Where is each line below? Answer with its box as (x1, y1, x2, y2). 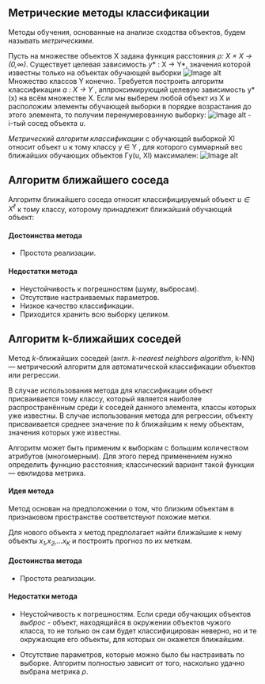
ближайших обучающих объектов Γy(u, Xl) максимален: (8, 150, 199, 160)
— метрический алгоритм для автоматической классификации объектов (8, 362, 256, 371)
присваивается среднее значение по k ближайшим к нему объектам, (8, 419, 244, 428)
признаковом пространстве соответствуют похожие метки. (8, 512, 211, 522)
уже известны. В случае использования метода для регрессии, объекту (8, 411, 254, 420)
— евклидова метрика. (8, 468, 86, 477)
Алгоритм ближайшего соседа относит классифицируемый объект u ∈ (8, 194, 250, 204)
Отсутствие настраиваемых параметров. (19, 292, 160, 302)
